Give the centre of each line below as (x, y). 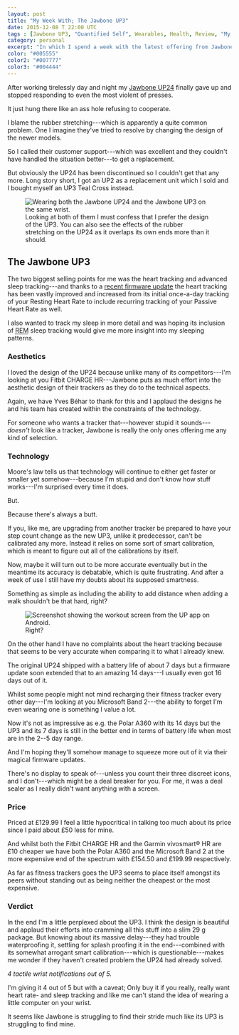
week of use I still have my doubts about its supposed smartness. (103, 580)
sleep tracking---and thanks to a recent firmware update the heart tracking (117, 286)
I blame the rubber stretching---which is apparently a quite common (107, 123)
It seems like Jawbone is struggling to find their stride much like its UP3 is (116, 1016)
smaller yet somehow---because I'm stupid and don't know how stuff (109, 479)
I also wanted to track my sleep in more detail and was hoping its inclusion (116, 323)
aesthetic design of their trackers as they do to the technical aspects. (109, 387)
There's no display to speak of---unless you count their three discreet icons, (119, 774)
